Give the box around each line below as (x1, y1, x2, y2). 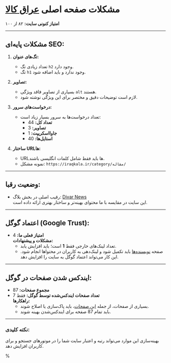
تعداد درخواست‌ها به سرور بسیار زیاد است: (20, 114, 101, 120)
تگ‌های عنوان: (12, 54, 39, 60)
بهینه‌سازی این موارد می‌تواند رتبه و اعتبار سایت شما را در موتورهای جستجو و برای (5, 338, 159, 344)
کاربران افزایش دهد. (5, 343, 44, 349)
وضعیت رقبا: (5, 180, 41, 189)
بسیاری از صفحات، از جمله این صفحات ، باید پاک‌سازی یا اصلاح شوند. (20, 303, 149, 309)
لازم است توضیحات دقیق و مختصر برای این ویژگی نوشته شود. (20, 94, 138, 100)
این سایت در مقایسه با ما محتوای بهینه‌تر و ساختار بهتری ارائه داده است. (12, 199, 148, 205)
